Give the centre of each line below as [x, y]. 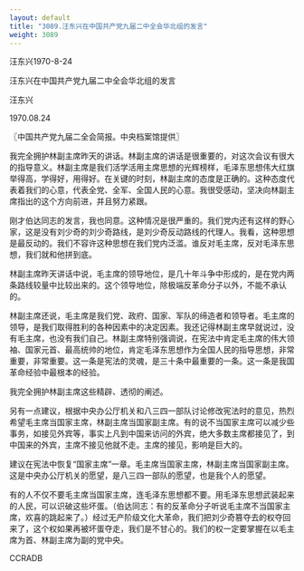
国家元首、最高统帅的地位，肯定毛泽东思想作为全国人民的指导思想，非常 [160, 350]
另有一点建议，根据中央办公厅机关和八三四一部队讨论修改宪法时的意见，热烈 [152, 411]
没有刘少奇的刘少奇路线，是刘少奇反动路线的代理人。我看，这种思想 [167, 232]
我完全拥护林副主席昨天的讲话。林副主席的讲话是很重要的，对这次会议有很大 [152, 156]
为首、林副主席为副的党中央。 [72, 540]
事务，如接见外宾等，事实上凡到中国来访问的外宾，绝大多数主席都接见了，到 [152, 434]
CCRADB [26, 558]
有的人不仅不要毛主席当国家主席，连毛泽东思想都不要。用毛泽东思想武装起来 [152, 495]
